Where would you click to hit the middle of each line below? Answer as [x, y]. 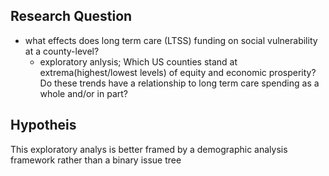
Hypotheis [43, 125]
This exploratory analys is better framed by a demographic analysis [149, 149]
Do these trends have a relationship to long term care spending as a [179, 83]
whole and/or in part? [83, 93]
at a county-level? [62, 51]
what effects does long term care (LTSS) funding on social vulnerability [171, 40]
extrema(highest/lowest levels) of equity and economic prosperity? [178, 72]
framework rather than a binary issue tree [96, 160]
